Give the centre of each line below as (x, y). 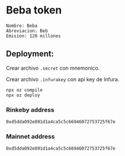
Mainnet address (31, 136)
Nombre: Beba (22, 26)
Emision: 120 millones (33, 36)
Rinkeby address (30, 110)
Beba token (34, 10)
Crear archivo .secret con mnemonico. (53, 68)
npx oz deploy (23, 95)
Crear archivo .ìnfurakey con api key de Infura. (63, 79)
